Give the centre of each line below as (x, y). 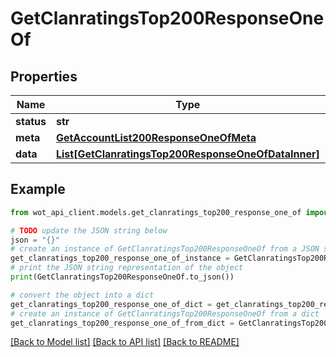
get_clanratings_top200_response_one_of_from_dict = (122, 323)
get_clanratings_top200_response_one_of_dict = (111, 304)
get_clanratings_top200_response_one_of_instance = (120, 258)
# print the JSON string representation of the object (127, 268)
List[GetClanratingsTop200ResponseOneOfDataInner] (187, 154)
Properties (44, 76)
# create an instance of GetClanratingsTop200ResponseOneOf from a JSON (165, 249)
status (31, 121)
